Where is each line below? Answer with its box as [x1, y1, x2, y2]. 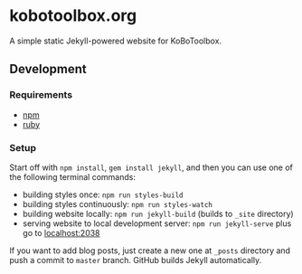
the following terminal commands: [9, 171, 136, 182]
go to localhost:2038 [22, 227, 101, 238]
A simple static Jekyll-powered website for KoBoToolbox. [9, 35, 222, 46]
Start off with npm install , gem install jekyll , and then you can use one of [9, 162, 294, 173]
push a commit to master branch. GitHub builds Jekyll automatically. [9, 254, 262, 265]
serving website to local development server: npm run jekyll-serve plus [22, 218, 292, 229]
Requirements [9, 89, 73, 101]
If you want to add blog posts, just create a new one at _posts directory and [9, 245, 291, 256]
